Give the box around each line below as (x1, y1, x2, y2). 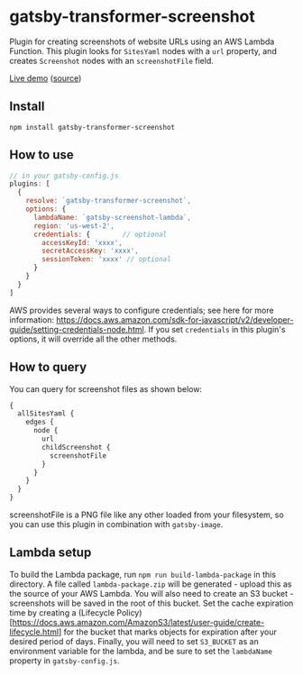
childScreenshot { (41, 442, 111, 452)
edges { (25, 417, 54, 427)
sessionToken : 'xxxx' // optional (41, 255, 171, 264)
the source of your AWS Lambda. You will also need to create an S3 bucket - (9, 588, 294, 598)
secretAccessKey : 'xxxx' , (41, 246, 140, 256)
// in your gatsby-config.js (9, 171, 119, 180)
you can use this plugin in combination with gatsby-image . (9, 519, 224, 529)
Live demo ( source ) (9, 72, 82, 83)
